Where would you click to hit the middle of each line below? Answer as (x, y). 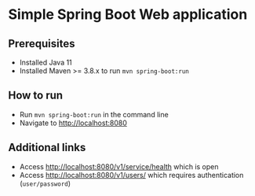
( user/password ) (45, 183)
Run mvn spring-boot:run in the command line (94, 114)
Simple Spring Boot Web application (128, 15)
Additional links (47, 148)
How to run (36, 96)
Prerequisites (42, 44)
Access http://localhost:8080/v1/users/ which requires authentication (131, 175)
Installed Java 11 (46, 62)
